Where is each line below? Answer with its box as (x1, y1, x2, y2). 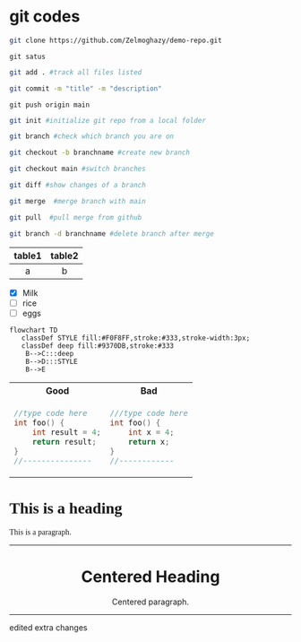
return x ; (128, 437, 170, 447)
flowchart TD (9, 325, 58, 334)
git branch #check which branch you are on (9, 132, 175, 141)
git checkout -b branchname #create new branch (9, 148, 191, 158)
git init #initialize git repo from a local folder (9, 116, 206, 125)
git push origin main (9, 100, 90, 109)
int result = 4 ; (31, 427, 101, 437)
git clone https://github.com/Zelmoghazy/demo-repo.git (9, 36, 222, 45)
